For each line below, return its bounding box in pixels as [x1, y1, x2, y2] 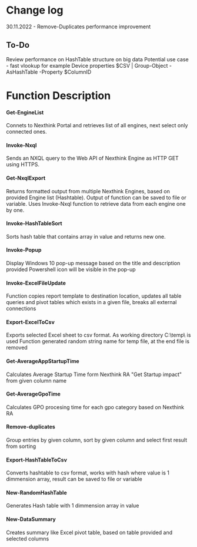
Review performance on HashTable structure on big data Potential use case [6, 55, 189, 62]
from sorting [6, 443, 36, 450]
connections [6, 305, 36, 312]
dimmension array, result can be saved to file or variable [6, 476, 142, 483]
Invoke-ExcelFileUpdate [6, 279, 66, 286]
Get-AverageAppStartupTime [6, 357, 79, 364]
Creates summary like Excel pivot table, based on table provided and [6, 529, 173, 536]
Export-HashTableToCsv [6, 456, 68, 463]
